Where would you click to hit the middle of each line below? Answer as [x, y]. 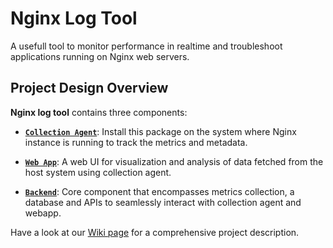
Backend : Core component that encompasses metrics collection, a [159, 191]
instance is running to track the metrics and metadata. [136, 142]
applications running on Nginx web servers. [100, 56]
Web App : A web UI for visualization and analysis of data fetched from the [174, 161]
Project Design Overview [89, 88]
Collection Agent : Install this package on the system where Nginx [160, 131]
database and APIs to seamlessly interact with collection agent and [163, 202]
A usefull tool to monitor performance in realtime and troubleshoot [146, 46]
